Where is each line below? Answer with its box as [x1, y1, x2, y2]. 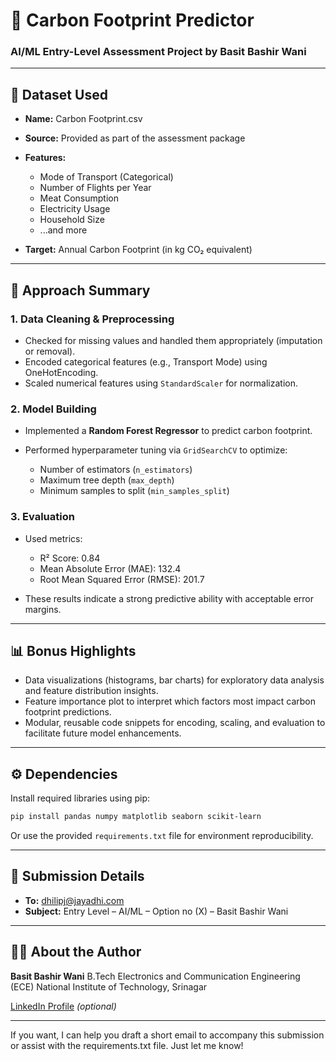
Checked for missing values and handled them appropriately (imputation [24, 334, 323, 346]
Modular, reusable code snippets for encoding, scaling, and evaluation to [24, 717, 326, 729]
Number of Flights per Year [39, 182, 152, 194]
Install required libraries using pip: [10, 792, 150, 804]
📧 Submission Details [10, 868, 145, 885]
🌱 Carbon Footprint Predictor [10, 9, 255, 32]
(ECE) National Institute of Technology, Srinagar [10, 980, 208, 993]
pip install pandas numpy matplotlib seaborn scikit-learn [10, 812, 262, 822]
